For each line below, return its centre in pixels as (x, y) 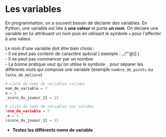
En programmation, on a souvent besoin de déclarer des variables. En (76, 23)
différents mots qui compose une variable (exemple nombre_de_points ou (79, 69)
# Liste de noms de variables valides (45, 84)
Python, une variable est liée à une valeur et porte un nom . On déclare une (82, 28)
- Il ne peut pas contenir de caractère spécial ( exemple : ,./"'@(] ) (72, 54)
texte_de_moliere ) (24, 74)
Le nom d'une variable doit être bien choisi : (50, 48)
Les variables (33, 9)
